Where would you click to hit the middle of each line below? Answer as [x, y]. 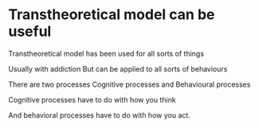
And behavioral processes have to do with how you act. [100, 115]
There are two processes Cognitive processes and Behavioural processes [129, 84]
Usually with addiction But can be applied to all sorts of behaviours [118, 68]
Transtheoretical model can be [112, 15]
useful [30, 31]
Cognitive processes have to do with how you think [92, 99]
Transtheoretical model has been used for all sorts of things [106, 53]
